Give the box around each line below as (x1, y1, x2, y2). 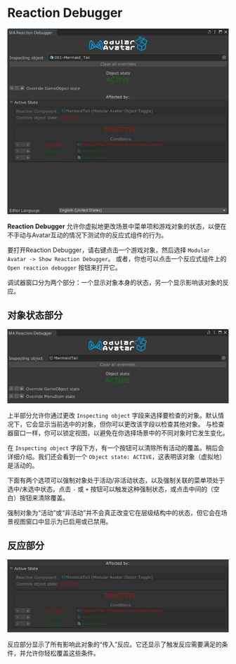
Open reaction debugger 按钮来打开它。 (7, 263, 122, 272)
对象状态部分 (7, 310, 63, 321)
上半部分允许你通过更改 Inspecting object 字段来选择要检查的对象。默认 (7, 411, 218, 419)
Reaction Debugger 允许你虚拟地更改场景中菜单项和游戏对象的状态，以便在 (7, 222, 227, 230)
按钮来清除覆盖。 (19, 493, 69, 502)
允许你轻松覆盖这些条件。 (25, 649, 100, 658)
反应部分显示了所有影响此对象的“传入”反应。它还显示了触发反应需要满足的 (7, 640, 223, 649)
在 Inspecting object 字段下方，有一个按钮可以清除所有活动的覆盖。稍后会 (7, 444, 225, 452)
